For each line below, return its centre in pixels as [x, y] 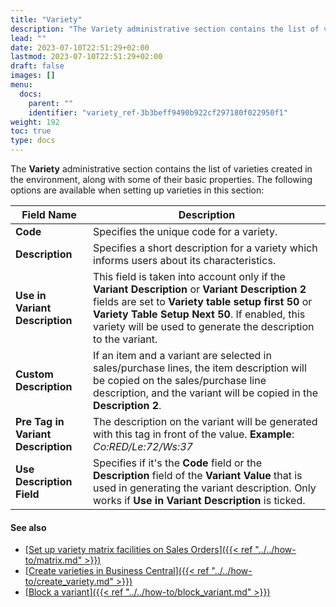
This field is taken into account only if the [189, 276]
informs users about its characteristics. [185, 260]
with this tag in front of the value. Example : [194, 434]
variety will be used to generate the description [204, 326]
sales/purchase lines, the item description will [200, 368]
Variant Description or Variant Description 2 [200, 289]
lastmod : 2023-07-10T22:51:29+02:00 [86, 57]
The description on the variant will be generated [205, 421]
